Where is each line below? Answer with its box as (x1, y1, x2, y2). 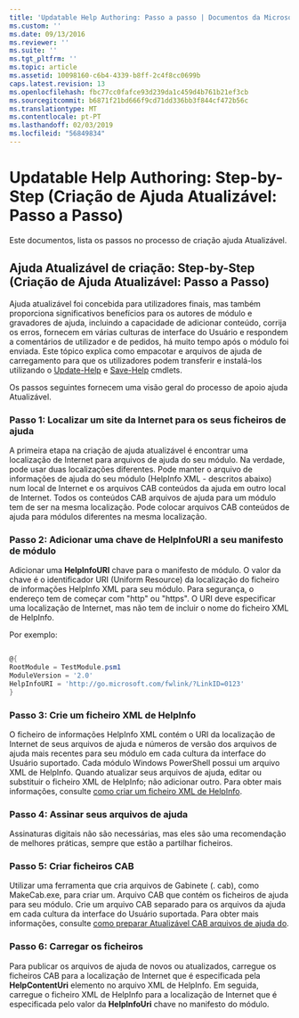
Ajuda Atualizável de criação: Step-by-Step (9, 260, 255, 276)
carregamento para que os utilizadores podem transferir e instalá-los (9, 355, 263, 365)
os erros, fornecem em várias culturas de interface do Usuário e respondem (9, 326, 289, 337)
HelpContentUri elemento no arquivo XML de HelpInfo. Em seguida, (9, 980, 260, 990)
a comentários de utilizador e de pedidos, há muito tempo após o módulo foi (9, 336, 289, 347)
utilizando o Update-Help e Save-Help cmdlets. (9, 365, 182, 375)
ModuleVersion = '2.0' (9, 670, 93, 680)
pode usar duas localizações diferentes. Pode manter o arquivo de (9, 464, 254, 474)
